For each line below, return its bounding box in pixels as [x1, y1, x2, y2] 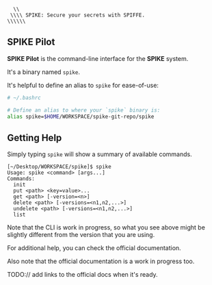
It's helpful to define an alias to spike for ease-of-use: [7, 81, 159, 89]
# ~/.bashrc [7, 94, 41, 101]
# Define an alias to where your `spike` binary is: [7, 106, 161, 114]
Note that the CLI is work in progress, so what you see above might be [7, 223, 205, 232]
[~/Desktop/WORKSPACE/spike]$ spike [7, 164, 111, 171]
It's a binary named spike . [7, 68, 81, 76]
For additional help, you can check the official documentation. [7, 244, 181, 252]
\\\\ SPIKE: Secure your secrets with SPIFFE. [10, 12, 146, 18]
